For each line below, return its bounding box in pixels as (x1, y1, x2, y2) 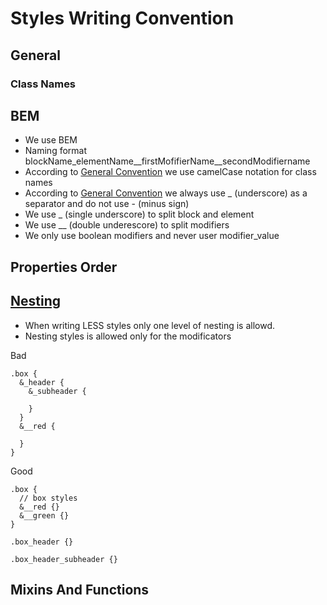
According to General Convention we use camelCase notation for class (24, 166, 317, 178)
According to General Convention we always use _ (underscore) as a (24, 187, 308, 199)
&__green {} (19, 510, 70, 521)
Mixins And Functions (10, 581, 150, 598)
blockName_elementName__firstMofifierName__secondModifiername (24, 155, 311, 167)
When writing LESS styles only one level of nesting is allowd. (24, 319, 276, 331)
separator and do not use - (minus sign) (24, 198, 190, 210)
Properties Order (10, 258, 118, 276)
